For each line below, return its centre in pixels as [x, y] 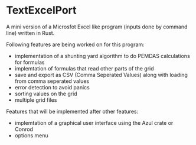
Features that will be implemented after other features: [72, 111]
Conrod [24, 129]
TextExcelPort [41, 10]
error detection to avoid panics [52, 87]
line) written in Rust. [30, 33]
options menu [31, 135]
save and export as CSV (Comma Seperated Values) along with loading [101, 75]
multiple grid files [36, 100]
